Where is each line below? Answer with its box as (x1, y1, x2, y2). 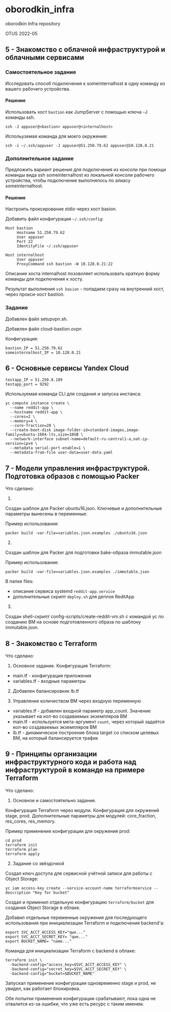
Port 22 (16, 239, 33, 244)
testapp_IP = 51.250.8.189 (5, 377, 63, 382)
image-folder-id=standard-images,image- (53, 427, 140, 433)
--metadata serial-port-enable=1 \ (10, 445, 86, 451)
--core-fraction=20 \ (10, 423, 56, 428)
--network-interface (10, 437, 54, 442)
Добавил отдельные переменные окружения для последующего (5, 914, 147, 920)
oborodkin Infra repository (5, 20, 61, 27)
